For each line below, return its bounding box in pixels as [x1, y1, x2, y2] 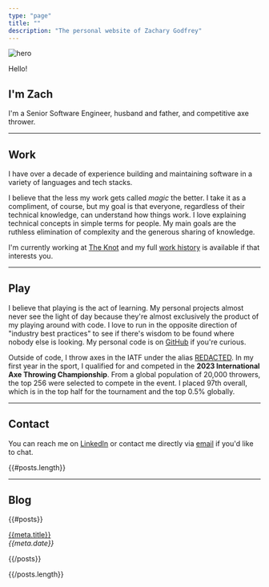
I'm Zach [8, 87, 54, 101]
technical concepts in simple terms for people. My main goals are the [8, 219, 236, 228]
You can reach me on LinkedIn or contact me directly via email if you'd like [8, 438, 254, 448]
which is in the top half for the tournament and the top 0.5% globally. [8, 386, 235, 396]
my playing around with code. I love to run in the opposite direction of [8, 320, 238, 329]
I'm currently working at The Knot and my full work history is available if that [8, 243, 260, 252]
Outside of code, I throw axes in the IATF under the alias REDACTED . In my [8, 352, 254, 362]
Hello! [8, 64, 28, 74]
